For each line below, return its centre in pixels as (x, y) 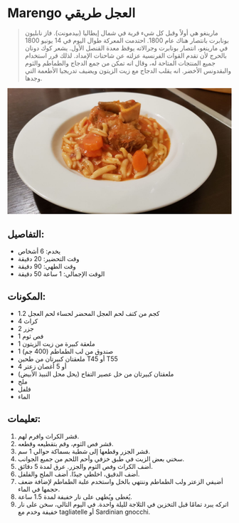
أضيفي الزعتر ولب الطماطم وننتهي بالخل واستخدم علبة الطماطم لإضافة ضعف (120, 481)
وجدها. (33, 78)
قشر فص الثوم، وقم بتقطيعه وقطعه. (65, 443)
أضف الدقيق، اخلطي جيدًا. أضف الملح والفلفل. (79, 474)
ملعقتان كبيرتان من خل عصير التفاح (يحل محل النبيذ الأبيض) (96, 374)
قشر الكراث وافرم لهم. (48, 436)
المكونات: (27, 296)
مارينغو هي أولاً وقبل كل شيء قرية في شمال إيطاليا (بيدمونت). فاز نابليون (121, 33)
